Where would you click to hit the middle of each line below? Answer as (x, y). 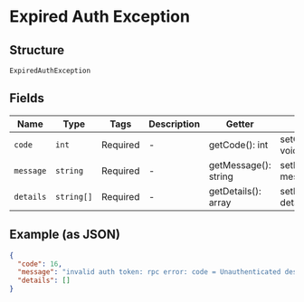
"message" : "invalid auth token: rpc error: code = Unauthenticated (149, 272)
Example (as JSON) (65, 235)
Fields (27, 98)
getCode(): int (238, 145)
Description (175, 124)
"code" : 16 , (40, 264)
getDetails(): (235, 191)
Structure (37, 50)
